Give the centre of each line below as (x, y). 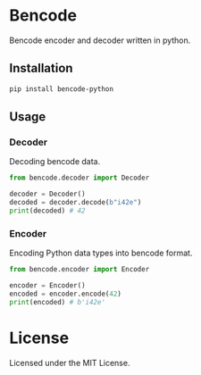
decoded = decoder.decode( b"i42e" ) (75, 203)
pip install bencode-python (62, 89)
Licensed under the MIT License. (70, 362)
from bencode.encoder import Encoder (80, 270)
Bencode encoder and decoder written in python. (100, 40)
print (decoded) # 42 (48, 211)
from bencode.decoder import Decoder (80, 178)
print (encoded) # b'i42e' (57, 302)
